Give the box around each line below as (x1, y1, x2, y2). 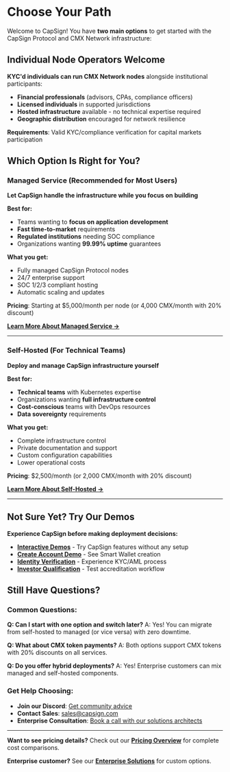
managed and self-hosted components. (7, 669, 118, 677)
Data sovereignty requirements (16, 410, 107, 418)
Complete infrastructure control (16, 436, 106, 445)
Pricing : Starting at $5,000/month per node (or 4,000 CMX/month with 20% (7, 301, 222, 309)
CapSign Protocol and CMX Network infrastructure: (7, 34, 152, 42)
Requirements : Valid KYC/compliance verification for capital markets (7, 128, 202, 136)
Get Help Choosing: (7, 686, 74, 696)
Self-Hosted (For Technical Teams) (7, 346, 126, 355)
